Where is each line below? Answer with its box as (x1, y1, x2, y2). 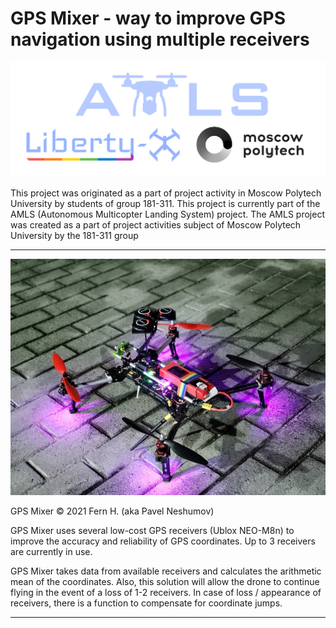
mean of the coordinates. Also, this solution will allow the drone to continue (10, 575, 320, 587)
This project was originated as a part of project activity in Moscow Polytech (10, 187, 322, 199)
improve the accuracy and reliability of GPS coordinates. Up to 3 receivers (10, 535, 316, 547)
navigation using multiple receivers (10, 28, 310, 51)
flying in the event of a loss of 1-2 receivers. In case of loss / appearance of (10, 586, 322, 598)
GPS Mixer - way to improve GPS (10, 7, 286, 30)
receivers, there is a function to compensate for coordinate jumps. (10, 597, 283, 609)
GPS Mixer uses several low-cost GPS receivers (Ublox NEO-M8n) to (10, 524, 295, 536)
